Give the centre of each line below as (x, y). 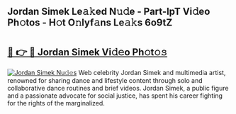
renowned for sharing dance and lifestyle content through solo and (105, 80)
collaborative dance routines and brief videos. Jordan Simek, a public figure (118, 88)
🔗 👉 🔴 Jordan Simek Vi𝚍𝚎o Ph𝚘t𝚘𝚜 (88, 52)
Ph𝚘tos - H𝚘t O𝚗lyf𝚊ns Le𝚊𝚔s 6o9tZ (90, 23)
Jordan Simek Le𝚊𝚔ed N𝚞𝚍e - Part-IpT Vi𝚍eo (109, 12)
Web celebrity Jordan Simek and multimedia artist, (152, 73)
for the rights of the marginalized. (56, 103)
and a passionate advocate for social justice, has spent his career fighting (115, 96)
